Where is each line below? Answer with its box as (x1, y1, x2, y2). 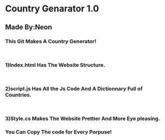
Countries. (5, 92, 32, 99)
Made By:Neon (5, 23, 52, 31)
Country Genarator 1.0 (5, 3, 99, 14)
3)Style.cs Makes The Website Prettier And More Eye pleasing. (5, 115, 161, 122)
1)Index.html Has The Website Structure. (5, 61, 105, 68)
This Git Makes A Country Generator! (5, 38, 96, 45)
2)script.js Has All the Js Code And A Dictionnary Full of (5, 85, 143, 92)
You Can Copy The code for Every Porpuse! (5, 129, 112, 136)
